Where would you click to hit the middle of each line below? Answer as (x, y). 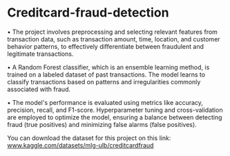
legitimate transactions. (40, 54)
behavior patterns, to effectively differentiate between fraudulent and (106, 46)
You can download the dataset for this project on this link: (89, 138)
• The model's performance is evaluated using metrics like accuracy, (105, 102)
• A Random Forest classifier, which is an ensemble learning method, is (108, 67)
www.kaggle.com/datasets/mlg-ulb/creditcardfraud (80, 145)
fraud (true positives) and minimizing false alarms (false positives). (102, 124)
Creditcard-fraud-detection (88, 13)
